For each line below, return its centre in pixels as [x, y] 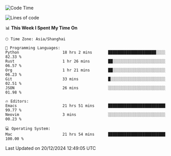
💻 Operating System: [28, 129]
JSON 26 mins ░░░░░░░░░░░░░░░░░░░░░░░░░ [86, 88]
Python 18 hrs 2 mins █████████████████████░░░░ [86, 52]
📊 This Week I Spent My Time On [41, 28]
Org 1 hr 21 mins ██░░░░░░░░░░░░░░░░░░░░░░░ [86, 70]
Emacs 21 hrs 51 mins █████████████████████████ [86, 106]
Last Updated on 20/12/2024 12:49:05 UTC [51, 148]
